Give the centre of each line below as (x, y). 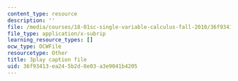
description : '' (31, 20)
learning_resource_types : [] (50, 40)
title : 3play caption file (47, 60)
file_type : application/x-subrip (57, 33)
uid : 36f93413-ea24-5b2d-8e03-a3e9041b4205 (73, 66)
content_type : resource (42, 14)
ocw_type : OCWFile (34, 46)
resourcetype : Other (38, 54)
